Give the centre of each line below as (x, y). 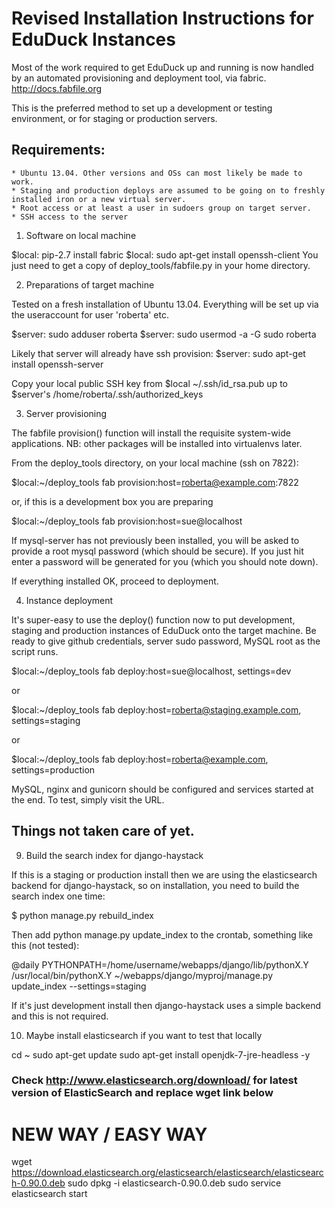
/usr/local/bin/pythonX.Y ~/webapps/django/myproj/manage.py (142, 975)
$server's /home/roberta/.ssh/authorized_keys (107, 394)
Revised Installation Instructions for (162, 18)
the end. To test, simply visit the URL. (88, 799)
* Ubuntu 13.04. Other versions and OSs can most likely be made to (157, 173)
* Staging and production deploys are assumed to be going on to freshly (168, 190)
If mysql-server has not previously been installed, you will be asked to (155, 540)
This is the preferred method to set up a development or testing (142, 108)
